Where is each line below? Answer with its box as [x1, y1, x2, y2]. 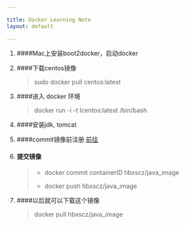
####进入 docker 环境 [16, 92, 81, 100]
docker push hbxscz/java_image [44, 182, 137, 190]
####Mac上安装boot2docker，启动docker [16, 49, 139, 57]
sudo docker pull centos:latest [33, 77, 121, 86]
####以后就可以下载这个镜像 [16, 196, 100, 204]
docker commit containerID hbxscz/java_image [44, 168, 180, 176]
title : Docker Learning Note [6, 16, 91, 23]
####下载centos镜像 [16, 63, 77, 72]
